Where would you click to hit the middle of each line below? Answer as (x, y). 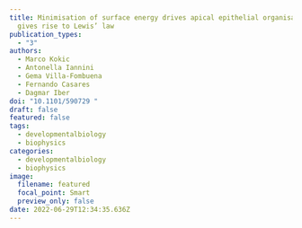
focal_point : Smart (54, 193)
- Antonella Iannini (56, 68)
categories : (31, 151)
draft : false (34, 110)
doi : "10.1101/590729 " (54, 101)
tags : (19, 127)
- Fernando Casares (54, 84)
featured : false (40, 118)
